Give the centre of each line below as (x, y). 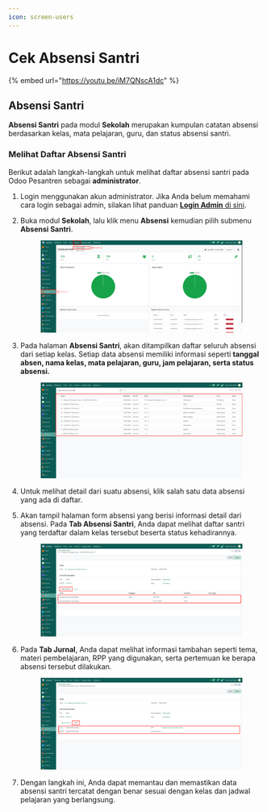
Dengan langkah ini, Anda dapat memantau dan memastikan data (128, 783)
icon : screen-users (41, 17)
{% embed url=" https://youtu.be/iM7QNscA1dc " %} (94, 80)
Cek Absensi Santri (74, 58)
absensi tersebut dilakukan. (66, 666)
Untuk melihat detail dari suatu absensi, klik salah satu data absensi (132, 491)
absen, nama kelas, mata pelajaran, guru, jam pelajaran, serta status (137, 362)
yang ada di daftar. (51, 499)
